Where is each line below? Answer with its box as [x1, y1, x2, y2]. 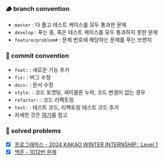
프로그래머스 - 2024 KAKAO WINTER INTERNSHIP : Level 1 [14, 141, 158, 148]
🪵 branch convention [5, 4, 70, 13]
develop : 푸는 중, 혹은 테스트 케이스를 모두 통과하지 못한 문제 [14, 29, 158, 36]
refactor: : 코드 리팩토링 [14, 96, 74, 103]
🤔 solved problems [5, 126, 61, 135]
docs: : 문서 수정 [14, 81, 53, 88]
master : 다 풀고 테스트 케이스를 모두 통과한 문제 [14, 21, 127, 28]
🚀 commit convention [5, 52, 70, 60]
